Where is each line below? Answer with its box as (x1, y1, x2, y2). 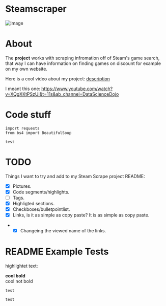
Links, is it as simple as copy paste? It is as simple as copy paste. (12, 212, 150, 218)
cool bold (5, 273, 25, 279)
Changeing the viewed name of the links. (20, 228, 106, 234)
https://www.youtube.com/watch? (41, 85, 113, 92)
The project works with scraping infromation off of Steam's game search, (5, 55, 160, 61)
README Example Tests (5, 246, 109, 257)
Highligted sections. (12, 200, 55, 206)
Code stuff (5, 109, 51, 121)
